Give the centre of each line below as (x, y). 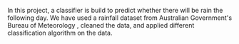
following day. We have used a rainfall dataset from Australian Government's (120, 18)
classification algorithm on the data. (60, 33)
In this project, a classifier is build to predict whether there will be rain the (115, 10)
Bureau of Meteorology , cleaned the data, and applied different (101, 25)
